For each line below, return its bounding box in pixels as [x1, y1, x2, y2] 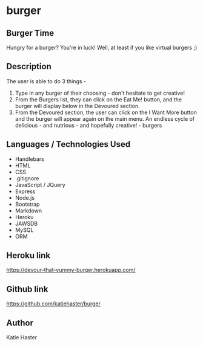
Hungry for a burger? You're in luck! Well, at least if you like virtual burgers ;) [6, 44, 198, 51]
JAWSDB [15, 220, 38, 227]
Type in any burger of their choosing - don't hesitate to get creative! [15, 89, 185, 97]
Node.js [15, 194, 35, 201]
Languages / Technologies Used [6, 139, 131, 149]
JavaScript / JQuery [15, 181, 65, 188]
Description [6, 61, 52, 72]
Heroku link [6, 250, 50, 261]
